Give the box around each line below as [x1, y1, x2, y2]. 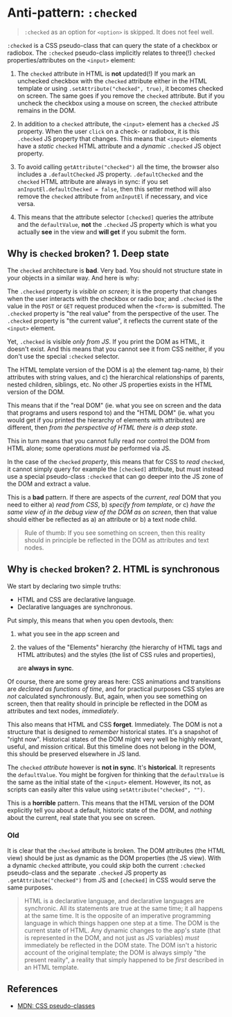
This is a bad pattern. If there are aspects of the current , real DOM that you [7, 493, 222, 501]
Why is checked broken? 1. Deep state [7, 248, 170, 259]
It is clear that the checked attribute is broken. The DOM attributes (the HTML [7, 846, 226, 855]
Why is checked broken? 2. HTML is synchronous [7, 563, 220, 575]
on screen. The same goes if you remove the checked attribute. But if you [17, 92, 225, 100]
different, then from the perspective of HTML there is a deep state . [7, 423, 198, 431]
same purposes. [7, 883, 53, 891]
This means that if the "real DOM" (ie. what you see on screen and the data [7, 401, 222, 409]
